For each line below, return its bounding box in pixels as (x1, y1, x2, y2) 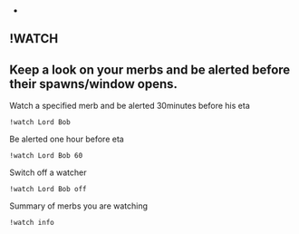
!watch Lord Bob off (9, 185, 88, 194)
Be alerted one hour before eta (9, 133, 124, 145)
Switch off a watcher (9, 167, 87, 178)
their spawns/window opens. (9, 76, 178, 92)
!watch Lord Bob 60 (9, 151, 83, 161)
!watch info (9, 219, 54, 228)
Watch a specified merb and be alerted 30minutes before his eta (9, 101, 251, 112)
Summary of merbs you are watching (9, 200, 148, 211)
